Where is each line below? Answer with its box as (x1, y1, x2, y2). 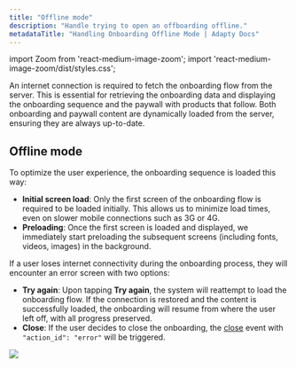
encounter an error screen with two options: (9, 268, 170, 278)
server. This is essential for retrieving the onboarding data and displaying (9, 90, 277, 100)
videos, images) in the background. (21, 241, 152, 252)
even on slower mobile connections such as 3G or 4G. (21, 213, 221, 223)
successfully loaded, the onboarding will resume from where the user (21, 303, 277, 315)
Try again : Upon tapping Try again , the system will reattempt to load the (21, 285, 287, 295)
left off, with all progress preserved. (21, 313, 152, 324)
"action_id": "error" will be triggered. (21, 332, 166, 342)
